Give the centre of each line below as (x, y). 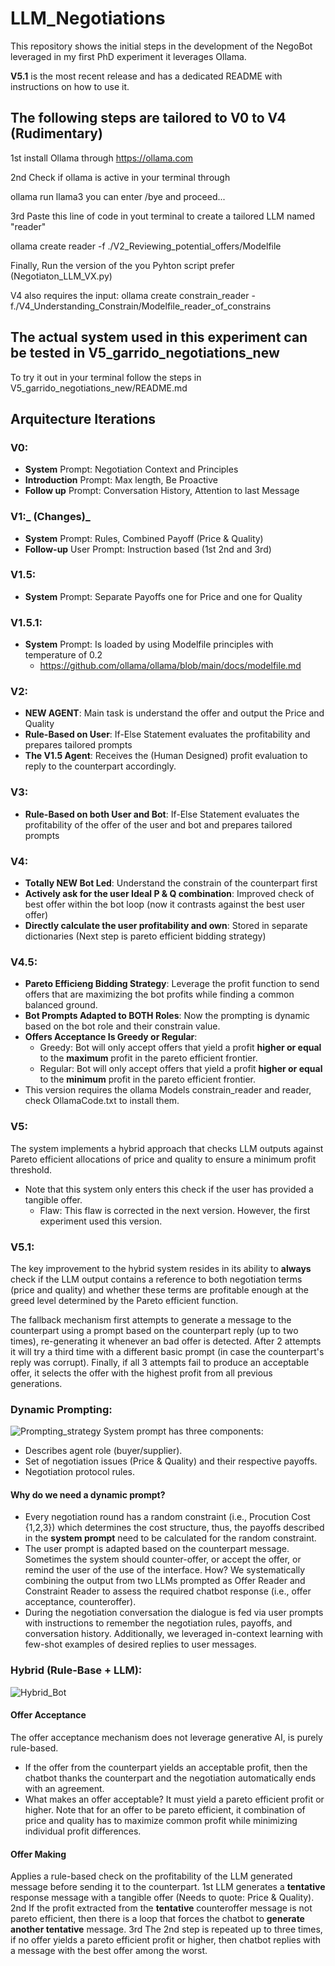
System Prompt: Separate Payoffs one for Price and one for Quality (163, 596)
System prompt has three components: (183, 1431)
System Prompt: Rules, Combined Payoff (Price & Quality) (144, 538)
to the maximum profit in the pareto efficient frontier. (148, 1058)
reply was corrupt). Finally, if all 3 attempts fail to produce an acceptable (160, 1362)
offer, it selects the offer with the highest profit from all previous (141, 1373)
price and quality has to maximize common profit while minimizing (161, 1820)
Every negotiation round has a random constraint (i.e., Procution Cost (167, 1517)
